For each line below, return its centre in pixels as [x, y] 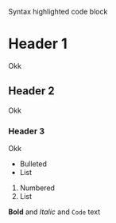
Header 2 [32, 91]
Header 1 [38, 44]
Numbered [37, 188]
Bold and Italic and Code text [54, 212]
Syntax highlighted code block [58, 12]
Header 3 [27, 131]
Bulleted [33, 164]
